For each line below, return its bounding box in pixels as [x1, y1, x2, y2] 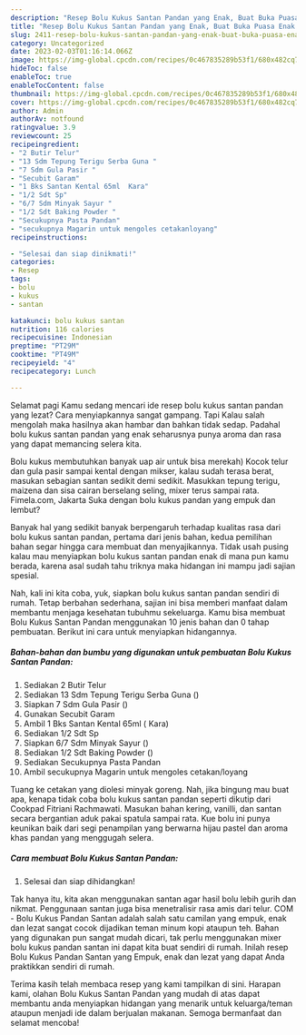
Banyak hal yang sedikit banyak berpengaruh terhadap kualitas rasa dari [10, 521, 281, 532]
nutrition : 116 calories [10, 324, 104, 334]
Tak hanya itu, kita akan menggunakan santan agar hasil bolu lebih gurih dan [10, 893, 297, 904]
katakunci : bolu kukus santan [10, 316, 125, 325]
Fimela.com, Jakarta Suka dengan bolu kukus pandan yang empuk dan [10, 494, 276, 505]
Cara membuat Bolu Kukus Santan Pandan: [10, 853, 179, 863]
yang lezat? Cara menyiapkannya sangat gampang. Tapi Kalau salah [10, 409, 265, 420]
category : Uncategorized [10, 38, 104, 48]
